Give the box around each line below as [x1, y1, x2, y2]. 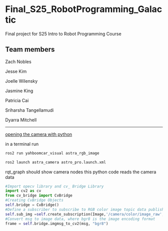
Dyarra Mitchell [5, 117, 37, 123]
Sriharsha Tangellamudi [5, 107, 54, 113]
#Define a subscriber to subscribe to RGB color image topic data [5, 207, 146, 212]
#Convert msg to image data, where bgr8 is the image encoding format [5, 216, 155, 221]
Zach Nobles [5, 59, 31, 65]
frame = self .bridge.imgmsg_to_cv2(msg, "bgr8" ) [5, 221, 108, 226]
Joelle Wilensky [5, 78, 38, 84]
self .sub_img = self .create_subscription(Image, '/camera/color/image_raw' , [5, 211, 164, 216]
